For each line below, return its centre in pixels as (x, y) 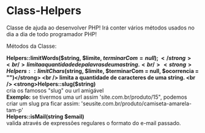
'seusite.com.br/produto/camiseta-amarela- (136, 103)
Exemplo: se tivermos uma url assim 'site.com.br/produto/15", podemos (97, 97)
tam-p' (15, 110)
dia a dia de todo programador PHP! (52, 34)
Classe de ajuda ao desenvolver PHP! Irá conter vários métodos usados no (100, 28)
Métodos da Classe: (32, 46)
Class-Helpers (44, 11)
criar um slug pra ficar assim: (43, 103)
